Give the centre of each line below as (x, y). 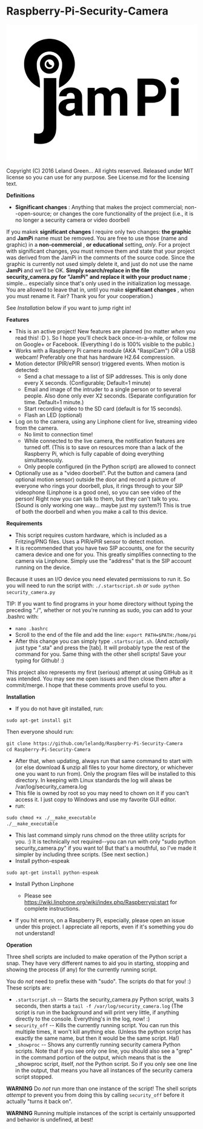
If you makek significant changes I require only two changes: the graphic (99, 231)
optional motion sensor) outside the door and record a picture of (95, 479)
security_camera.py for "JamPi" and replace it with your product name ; (98, 276)
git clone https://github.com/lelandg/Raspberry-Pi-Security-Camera (95, 744)
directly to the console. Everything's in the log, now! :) (82, 1019)
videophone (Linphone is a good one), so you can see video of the (98, 492)
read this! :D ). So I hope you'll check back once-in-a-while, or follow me (106, 338)
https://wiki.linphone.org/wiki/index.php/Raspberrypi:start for (101, 902)
